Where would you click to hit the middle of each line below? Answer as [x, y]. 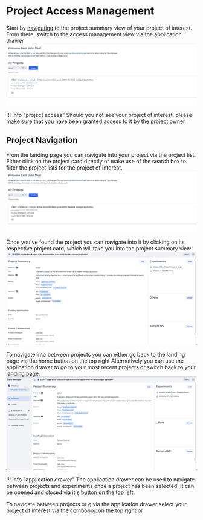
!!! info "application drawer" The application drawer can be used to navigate [101, 479]
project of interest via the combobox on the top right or [75, 510]
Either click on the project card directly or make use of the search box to [96, 161]
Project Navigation [42, 140]
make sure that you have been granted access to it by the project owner [96, 121]
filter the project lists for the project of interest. [64, 168]
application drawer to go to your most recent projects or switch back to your [101, 367]
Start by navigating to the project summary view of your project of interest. [99, 28]
